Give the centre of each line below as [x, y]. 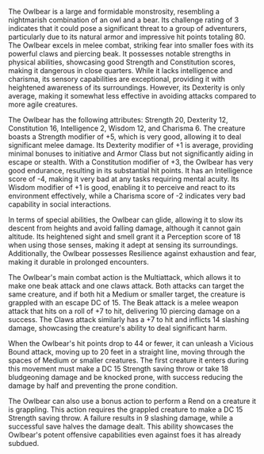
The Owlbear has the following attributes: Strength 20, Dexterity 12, [118, 120]
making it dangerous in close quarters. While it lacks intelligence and [121, 70]
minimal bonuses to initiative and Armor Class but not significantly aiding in [131, 153]
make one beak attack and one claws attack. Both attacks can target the [126, 286]
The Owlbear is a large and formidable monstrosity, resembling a [114, 12]
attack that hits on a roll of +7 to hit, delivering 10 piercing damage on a [124, 311]
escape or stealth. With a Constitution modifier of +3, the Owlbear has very [131, 162]
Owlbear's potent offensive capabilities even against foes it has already [125, 435]
